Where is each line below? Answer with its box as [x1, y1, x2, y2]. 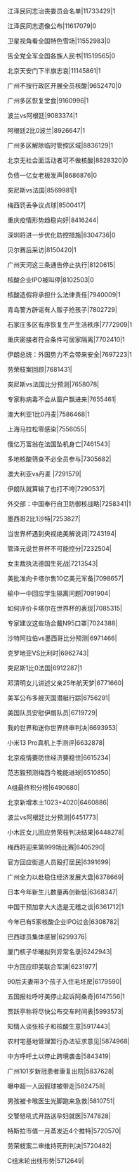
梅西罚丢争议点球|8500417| [7, 201, 86, 209]
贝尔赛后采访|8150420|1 [7, 246, 77, 254]
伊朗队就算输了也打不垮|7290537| [7, 485, 105, 493]
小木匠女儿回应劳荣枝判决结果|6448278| [7, 828, 124, 836]
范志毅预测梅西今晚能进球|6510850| [7, 769, 111, 776]
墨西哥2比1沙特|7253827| [7, 514, 81, 523]
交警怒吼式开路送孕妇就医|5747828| [7, 1112, 111, 1120]
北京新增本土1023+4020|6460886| [7, 798, 109, 807]
